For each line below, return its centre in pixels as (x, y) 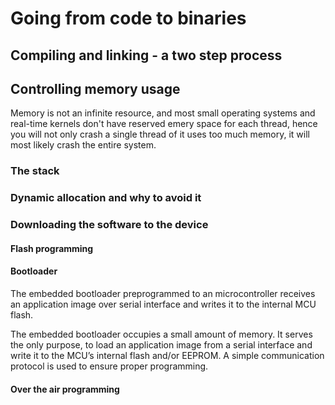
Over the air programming (65, 389)
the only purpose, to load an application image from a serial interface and (161, 344)
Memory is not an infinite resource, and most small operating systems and (163, 113)
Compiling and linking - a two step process (146, 55)
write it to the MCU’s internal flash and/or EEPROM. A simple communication (167, 355)
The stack (35, 171)
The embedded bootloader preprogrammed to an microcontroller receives (163, 293)
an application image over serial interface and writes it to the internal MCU (163, 304)
